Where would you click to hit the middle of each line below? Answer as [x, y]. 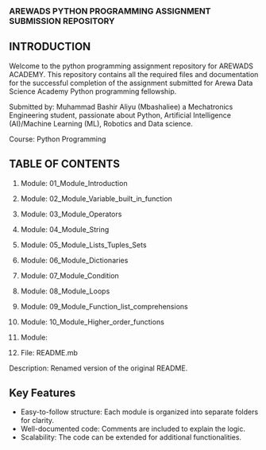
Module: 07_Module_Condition [70, 275]
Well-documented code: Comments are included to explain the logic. [133, 429]
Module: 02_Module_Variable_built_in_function [96, 198]
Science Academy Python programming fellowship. [93, 91]
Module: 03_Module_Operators [71, 214]
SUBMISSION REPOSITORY [62, 21]
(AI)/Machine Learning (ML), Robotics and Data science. [101, 123]
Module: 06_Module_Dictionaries [74, 260]
